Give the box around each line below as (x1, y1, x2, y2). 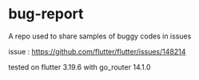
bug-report (8, 5, 84, 23)
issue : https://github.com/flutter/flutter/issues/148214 (8, 46, 186, 56)
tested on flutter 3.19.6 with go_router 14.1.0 (8, 62, 151, 72)
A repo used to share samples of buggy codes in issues (8, 31, 192, 41)
